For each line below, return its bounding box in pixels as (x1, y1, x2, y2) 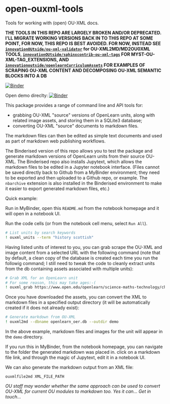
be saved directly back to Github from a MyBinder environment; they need (5, 169, 160, 175)
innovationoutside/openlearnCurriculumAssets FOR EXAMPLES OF (5, 62, 145, 68)
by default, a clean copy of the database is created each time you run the (5, 254, 158, 261)
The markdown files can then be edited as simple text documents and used (5, 132, 162, 138)
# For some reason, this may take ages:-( (5, 280, 96, 285)
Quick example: (5, 195, 38, 201)
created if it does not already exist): (5, 305, 79, 311)
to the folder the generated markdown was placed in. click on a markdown (5, 349, 160, 355)
